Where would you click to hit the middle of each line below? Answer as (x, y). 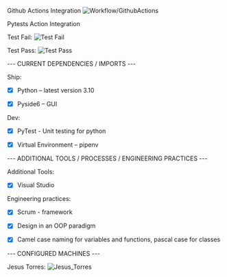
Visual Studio (36, 185)
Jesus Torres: (26, 267)
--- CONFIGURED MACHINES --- (54, 253)
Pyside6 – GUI (37, 104)
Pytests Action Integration (44, 24)
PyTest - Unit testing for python (61, 131)
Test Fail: (20, 37)
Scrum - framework (45, 212)
